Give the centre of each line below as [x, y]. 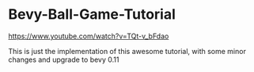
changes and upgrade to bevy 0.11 [64, 59]
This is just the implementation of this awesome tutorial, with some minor [127, 51]
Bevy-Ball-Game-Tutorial [92, 14]
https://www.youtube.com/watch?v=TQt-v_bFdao [89, 36]
